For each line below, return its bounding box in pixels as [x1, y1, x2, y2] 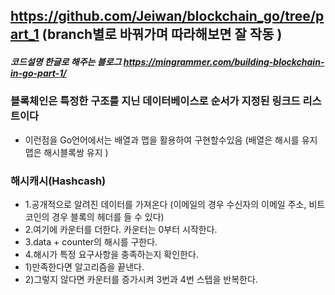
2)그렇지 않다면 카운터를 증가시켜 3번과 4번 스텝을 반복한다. [24, 274, 258, 286]
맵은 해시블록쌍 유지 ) [24, 146, 109, 158]
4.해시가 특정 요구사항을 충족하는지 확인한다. [24, 249, 199, 261]
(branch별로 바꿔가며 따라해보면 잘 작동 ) [41, 26, 283, 43]
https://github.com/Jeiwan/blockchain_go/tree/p [10, 8, 325, 25]
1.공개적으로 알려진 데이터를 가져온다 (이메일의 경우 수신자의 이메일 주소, [24, 199, 307, 211]
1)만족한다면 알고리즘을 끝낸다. [24, 261, 145, 273]
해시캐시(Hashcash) [10, 174, 107, 188]
